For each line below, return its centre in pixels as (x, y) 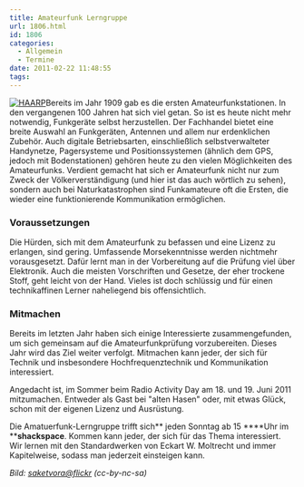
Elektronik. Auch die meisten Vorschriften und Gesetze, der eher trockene (147, 271)
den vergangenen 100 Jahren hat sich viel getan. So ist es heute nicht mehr (151, 112)
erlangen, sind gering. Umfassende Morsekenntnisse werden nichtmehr (144, 252)
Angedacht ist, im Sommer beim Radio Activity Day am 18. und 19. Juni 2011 (151, 390)
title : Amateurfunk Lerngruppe (69, 18)
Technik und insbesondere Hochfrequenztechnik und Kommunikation (139, 363)
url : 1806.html (38, 26)
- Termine (36, 60)
